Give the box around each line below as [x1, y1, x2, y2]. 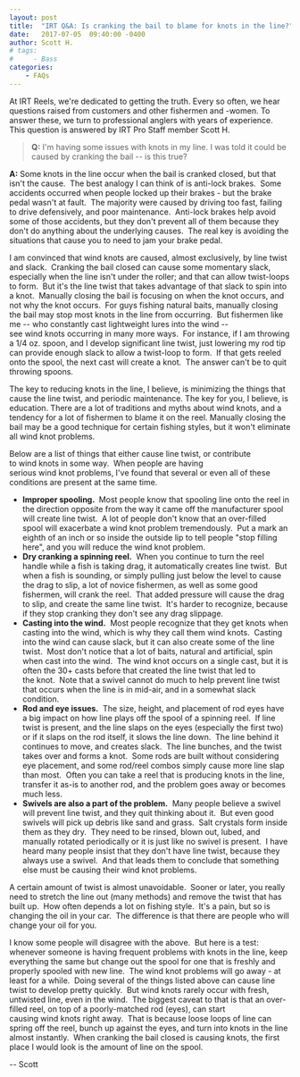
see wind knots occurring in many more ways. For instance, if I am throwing [9, 328, 290, 339]
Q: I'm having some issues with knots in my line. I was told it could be [30, 141, 287, 152]
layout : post [9, 13, 58, 22]
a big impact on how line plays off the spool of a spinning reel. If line [21, 712, 276, 723]
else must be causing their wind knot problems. [21, 864, 197, 875]
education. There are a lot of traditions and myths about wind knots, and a [9, 402, 282, 413]
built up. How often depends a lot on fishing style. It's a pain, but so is [9, 900, 271, 912]
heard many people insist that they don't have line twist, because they [21, 846, 280, 856]
